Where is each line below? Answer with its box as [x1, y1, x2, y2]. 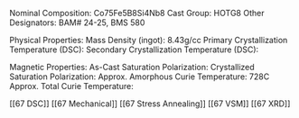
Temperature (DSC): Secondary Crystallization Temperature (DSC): [9, 44, 259, 55]
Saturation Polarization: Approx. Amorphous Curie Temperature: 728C [9, 71, 270, 82]
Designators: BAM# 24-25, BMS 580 [9, 17, 145, 28]
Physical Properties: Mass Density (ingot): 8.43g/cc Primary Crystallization [9, 35, 288, 45]
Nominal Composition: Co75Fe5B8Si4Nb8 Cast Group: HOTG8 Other [9, 8, 265, 18]
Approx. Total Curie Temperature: [9, 81, 134, 91]
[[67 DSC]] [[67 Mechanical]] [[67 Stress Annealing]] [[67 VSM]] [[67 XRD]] [9, 98, 291, 109]
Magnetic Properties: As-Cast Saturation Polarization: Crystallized [9, 62, 255, 72]
